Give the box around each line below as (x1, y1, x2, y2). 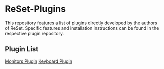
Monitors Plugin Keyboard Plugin (5, 58, 72, 64)
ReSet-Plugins (5, 3, 66, 15)
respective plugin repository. (5, 30, 64, 36)
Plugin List (5, 45, 39, 53)
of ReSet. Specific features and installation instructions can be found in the (5, 25, 159, 31)
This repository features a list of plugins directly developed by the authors (5, 20, 157, 26)
